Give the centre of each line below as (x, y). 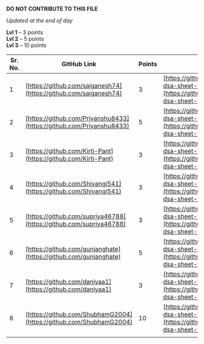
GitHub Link (79, 64)
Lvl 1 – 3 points (25, 32)
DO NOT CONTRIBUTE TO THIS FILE (52, 9)
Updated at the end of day (39, 20)
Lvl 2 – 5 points (25, 39)
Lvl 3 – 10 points (26, 45)
